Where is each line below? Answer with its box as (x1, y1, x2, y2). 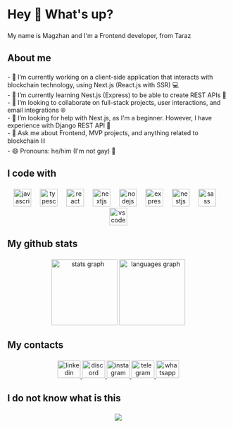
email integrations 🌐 (7, 106, 66, 115)
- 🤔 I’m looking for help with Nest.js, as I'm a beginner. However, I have (7, 114, 213, 122)
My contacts (7, 339, 64, 351)
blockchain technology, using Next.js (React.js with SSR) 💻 (7, 81, 180, 89)
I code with (7, 167, 57, 179)
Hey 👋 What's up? (7, 6, 114, 23)
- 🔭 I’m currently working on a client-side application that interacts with (7, 73, 213, 82)
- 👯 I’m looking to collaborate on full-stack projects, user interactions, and (7, 99, 221, 107)
